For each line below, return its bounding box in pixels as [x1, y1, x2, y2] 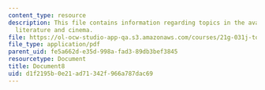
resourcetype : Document [8, 56, 87, 63]
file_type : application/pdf [8, 41, 101, 49]
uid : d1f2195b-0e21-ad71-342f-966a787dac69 [8, 70, 154, 77]
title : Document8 [8, 63, 65, 70]
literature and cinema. [15, 26, 93, 34]
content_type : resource [8, 11, 87, 20]
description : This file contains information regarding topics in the [8, 19, 245, 27]
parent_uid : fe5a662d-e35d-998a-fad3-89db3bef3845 [8, 48, 178, 56]
